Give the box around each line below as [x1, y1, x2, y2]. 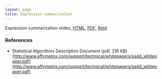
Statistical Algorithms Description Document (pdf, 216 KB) [12, 48, 127, 54]
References [5, 37, 33, 44]
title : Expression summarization [5, 12, 73, 16]
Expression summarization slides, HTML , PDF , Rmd [5, 25, 107, 31]
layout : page [5, 7, 31, 12]
